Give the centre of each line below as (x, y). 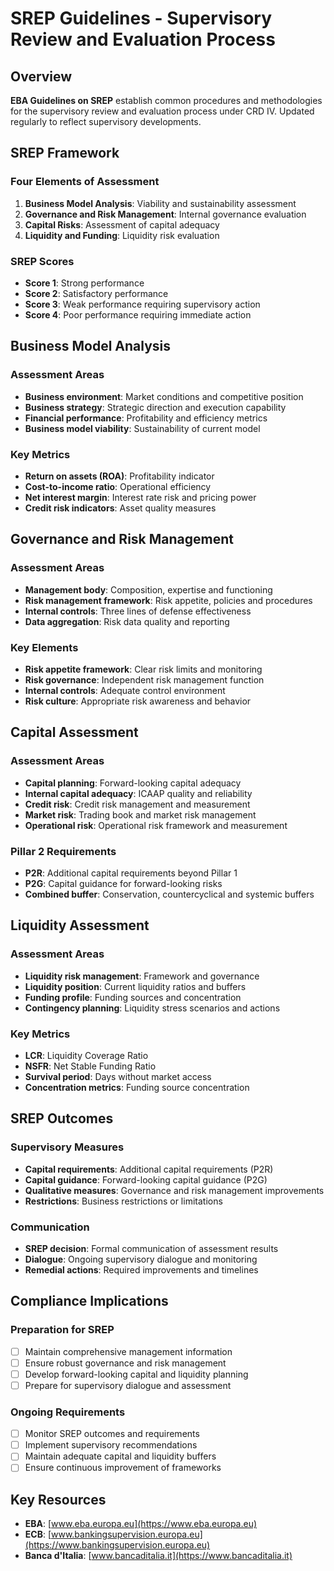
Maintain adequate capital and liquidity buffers (120, 1456)
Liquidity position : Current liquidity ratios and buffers (135, 986)
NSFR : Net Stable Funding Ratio (90, 1066)
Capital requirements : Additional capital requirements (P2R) (149, 1169)
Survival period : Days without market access (118, 1076)
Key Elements (44, 647)
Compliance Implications (89, 1301)
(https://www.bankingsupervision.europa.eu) (117, 1545)
